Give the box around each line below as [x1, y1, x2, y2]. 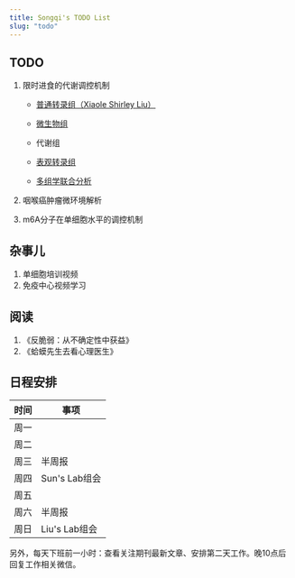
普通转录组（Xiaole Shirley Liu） [35, 99, 156, 110]
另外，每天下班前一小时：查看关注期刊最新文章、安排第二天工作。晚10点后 [9, 547, 287, 558]
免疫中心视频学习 [22, 280, 87, 291]
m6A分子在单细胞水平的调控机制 [22, 214, 143, 225]
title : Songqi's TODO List [9, 13, 111, 23]
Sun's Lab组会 [41, 472, 102, 484]
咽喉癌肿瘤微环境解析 [22, 195, 102, 206]
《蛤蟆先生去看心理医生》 [22, 345, 118, 356]
